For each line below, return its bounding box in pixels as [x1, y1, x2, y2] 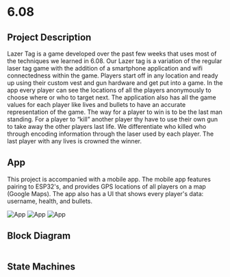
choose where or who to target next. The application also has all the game [7, 93, 217, 101]
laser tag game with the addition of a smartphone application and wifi [7, 64, 203, 72]
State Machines [7, 261, 75, 273]
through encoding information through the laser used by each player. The [7, 130, 214, 138]
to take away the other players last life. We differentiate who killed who [7, 123, 207, 130]
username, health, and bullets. [7, 197, 93, 205]
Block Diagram [7, 230, 71, 242]
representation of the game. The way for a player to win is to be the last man [7, 108, 222, 116]
